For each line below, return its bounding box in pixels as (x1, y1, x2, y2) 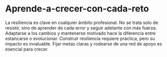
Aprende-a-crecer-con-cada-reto (5, 3, 149, 14)
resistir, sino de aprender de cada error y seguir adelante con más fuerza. (5, 24, 157, 30)
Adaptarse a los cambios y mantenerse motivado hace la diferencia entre (5, 30, 156, 36)
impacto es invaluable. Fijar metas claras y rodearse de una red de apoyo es (5, 40, 162, 46)
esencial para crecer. (5, 46, 48, 52)
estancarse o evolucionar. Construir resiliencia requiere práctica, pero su (5, 35, 155, 41)
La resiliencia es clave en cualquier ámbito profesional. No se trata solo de (5, 19, 158, 25)
